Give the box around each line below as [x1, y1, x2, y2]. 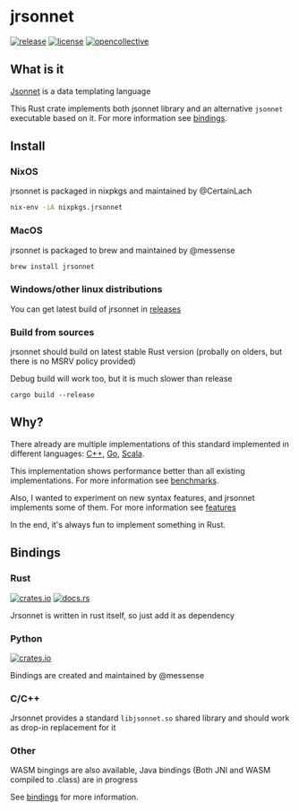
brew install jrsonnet [10, 262, 95, 271]
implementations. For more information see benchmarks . [10, 475, 219, 486]
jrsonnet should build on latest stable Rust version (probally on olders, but [10, 347, 283, 358]
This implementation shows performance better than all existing [10, 465, 245, 476]
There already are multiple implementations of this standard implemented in [10, 438, 290, 449]
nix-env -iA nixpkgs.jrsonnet [10, 203, 124, 212]
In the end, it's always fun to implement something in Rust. [10, 519, 226, 530]
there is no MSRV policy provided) [10, 356, 137, 367]
